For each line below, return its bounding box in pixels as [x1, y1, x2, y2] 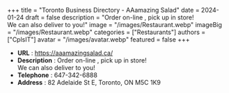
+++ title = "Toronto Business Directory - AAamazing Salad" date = [7, 6, 200, 14]
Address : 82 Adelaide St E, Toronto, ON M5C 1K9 [17, 78, 161, 86]
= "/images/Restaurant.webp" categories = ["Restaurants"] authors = [7, 28, 206, 36]
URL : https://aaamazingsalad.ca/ [17, 49, 113, 57]
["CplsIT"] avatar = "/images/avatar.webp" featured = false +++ [7, 35, 190, 44]
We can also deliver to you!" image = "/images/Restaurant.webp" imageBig [7, 21, 223, 28]
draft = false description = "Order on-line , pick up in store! [25, 13, 194, 22]
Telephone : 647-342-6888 [17, 71, 97, 79]
